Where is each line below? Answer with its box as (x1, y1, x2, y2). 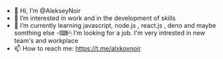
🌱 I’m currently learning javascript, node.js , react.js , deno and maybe (13, 22, 217, 29)
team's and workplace (13, 37, 79, 44)
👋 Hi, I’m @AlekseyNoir (13, 7, 81, 15)
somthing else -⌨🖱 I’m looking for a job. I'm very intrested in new (13, 28, 205, 37)
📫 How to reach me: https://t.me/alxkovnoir (13, 44, 142, 52)
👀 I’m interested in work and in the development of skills (13, 14, 176, 22)
